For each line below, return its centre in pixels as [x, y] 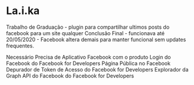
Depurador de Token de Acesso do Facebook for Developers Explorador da [98, 69]
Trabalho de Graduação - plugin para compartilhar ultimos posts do [88, 27]
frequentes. [20, 46]
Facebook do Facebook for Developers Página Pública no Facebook [88, 63]
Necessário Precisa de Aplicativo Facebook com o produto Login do [88, 57]
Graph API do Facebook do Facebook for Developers [70, 76]
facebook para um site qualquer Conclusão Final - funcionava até [85, 33]
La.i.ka [23, 11]
